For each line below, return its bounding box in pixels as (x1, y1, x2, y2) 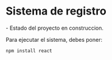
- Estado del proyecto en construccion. (5, 24, 104, 32)
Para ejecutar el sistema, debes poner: (5, 36, 103, 43)
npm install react (5, 47, 52, 54)
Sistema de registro (5, 4, 107, 18)
